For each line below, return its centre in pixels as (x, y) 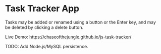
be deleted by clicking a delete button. (44, 27)
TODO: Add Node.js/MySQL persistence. (47, 46)
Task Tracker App (42, 9)
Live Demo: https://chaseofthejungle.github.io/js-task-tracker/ (68, 37)
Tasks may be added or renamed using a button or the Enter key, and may (80, 22)
